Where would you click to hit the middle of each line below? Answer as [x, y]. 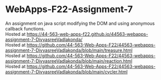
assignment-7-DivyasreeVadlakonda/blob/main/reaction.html [69, 61]
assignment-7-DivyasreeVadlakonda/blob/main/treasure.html [69, 50]
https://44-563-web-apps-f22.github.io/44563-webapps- [87, 34]
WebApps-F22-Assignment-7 [69, 9]
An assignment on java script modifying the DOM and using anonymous [80, 23]
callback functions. [25, 28]
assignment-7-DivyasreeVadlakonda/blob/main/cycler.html [67, 71]
